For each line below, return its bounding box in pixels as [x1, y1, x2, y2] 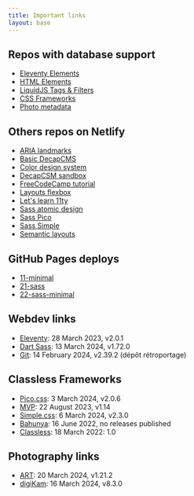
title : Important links [8, 11, 86, 20]
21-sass [19, 281, 46, 291]
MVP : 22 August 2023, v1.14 [19, 402, 112, 411]
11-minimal [19, 273, 54, 282]
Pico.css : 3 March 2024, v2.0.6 [19, 394, 121, 403]
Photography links [8, 450, 100, 463]
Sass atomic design [19, 204, 84, 214]
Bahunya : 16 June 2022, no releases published [19, 418, 171, 428]
